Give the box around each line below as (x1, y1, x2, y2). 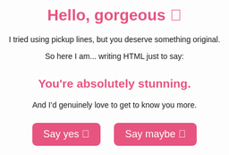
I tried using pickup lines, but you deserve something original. (8, 34, 221, 44)
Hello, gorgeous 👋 (47, 6, 182, 25)
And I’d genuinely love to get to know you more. (31, 99, 198, 110)
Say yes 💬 (43, 127, 90, 140)
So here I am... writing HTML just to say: (44, 51, 185, 61)
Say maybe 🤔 (124, 127, 186, 140)
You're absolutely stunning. (38, 76, 191, 90)
